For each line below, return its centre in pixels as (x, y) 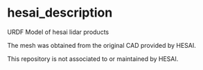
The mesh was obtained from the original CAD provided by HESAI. (101, 45)
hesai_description (60, 13)
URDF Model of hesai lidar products (58, 32)
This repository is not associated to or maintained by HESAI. (93, 59)
